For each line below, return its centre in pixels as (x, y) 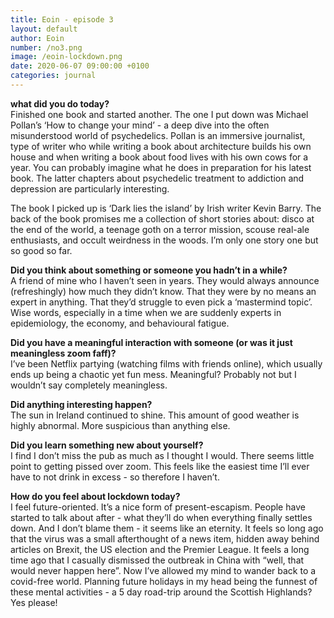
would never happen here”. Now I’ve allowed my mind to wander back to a (163, 570)
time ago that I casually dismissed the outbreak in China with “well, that (157, 560)
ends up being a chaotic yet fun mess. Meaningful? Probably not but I (153, 374)
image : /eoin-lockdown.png (66, 57)
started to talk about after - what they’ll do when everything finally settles (161, 517)
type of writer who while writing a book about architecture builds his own (161, 146)
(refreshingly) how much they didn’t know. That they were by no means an (163, 291)
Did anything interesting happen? (81, 404)
